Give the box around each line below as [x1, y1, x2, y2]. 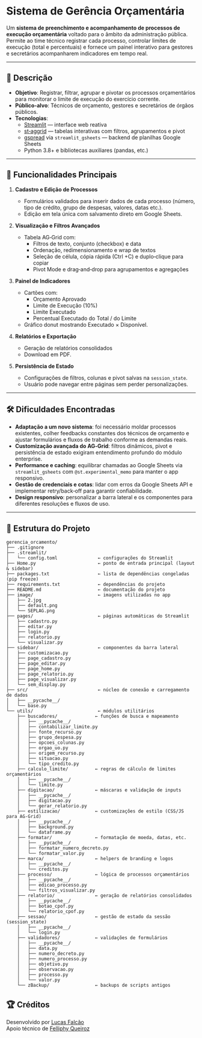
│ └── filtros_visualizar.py [17, 887, 96, 893]
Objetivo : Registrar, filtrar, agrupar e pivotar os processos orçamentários [14, 89, 195, 96]
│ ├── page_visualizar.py [6, 676, 77, 682]
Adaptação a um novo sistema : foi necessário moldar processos [14, 423, 176, 430]
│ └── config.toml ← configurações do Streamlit [6, 555, 173, 561]
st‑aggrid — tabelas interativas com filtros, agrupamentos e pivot [23, 127, 185, 134]
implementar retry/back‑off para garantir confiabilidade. [14, 487, 153, 495]
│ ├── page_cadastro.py [6, 655, 71, 661]
